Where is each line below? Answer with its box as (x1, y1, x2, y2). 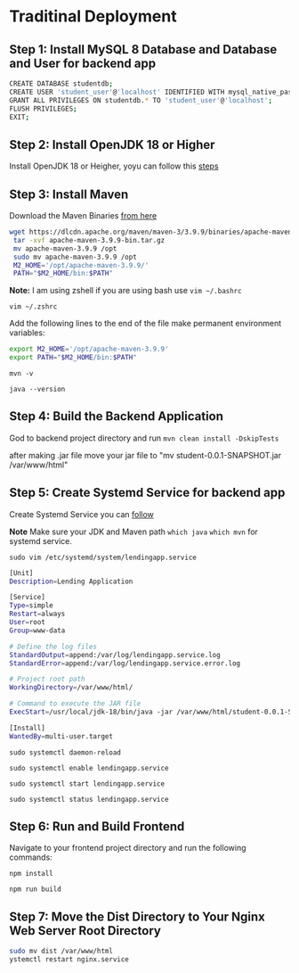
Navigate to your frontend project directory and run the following (9, 843, 246, 853)
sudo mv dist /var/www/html (9, 947, 114, 956)
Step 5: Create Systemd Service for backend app (9, 485, 286, 500)
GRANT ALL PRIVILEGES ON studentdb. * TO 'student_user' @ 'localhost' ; (9, 95, 273, 104)
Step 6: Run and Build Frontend (9, 819, 185, 835)
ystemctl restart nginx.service (9, 955, 129, 964)
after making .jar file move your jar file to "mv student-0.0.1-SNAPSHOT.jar (9, 449, 282, 460)
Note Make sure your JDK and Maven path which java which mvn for (9, 526, 258, 537)
